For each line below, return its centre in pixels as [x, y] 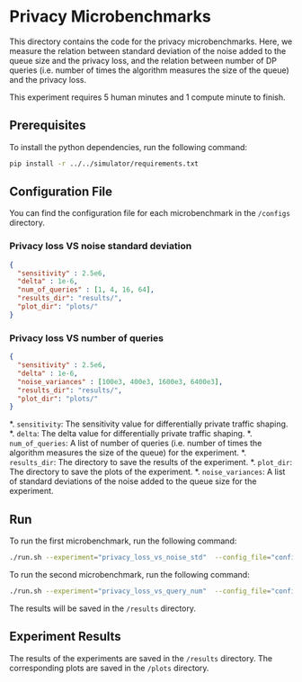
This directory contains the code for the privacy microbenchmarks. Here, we [151, 41]
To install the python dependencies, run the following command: [129, 147]
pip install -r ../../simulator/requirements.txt [104, 164]
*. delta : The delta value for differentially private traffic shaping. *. [131, 434]
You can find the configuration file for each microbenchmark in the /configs [150, 213]
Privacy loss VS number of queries [87, 337]
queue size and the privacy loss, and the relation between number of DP [143, 60]
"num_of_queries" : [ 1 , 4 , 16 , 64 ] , [86, 290]
